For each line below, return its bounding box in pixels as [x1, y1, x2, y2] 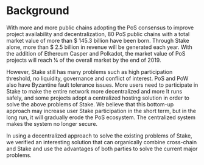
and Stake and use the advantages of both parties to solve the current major [6, 145, 198, 152]
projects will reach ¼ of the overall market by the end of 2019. [6, 56, 161, 64]
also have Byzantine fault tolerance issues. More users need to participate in [6, 81, 199, 89]
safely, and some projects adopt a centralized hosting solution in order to [6, 94, 190, 101]
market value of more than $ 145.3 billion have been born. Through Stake [6, 37, 190, 44]
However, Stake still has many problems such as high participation [6, 68, 173, 75]
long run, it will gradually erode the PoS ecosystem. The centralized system [6, 114, 196, 121]
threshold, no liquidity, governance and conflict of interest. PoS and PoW [6, 75, 189, 82]
